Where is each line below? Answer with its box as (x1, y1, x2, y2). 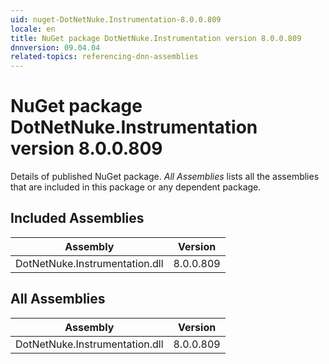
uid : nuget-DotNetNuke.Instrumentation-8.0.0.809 (10, 14, 222, 25)
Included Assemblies (10, 210, 145, 227)
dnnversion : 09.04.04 (10, 42, 101, 53)
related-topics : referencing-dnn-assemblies (10, 52, 199, 62)
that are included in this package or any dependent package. (10, 181, 262, 193)
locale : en (10, 24, 56, 34)
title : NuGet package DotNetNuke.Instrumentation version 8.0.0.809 (10, 33, 302, 43)
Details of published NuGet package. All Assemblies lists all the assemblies (10, 171, 320, 183)
